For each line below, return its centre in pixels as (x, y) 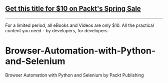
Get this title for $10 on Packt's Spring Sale (73, 9)
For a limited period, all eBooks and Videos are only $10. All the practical (79, 25)
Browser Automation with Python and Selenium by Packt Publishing (74, 75)
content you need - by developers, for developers (56, 30)
